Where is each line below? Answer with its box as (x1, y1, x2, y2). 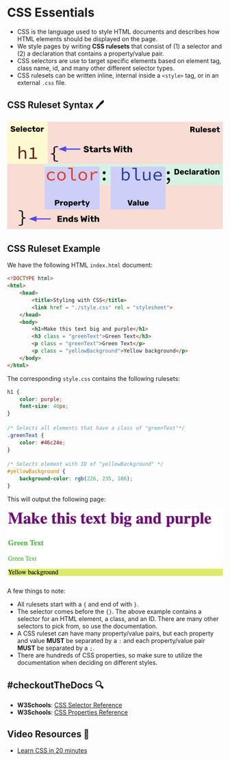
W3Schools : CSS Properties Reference (16, 708, 128, 716)
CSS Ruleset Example (7, 242, 101, 255)
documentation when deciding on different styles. (16, 659, 158, 667)
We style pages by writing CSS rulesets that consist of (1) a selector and (16, 42, 222, 50)
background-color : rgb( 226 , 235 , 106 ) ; (19, 476, 133, 482)
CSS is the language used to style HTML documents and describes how (16, 27, 220, 36)
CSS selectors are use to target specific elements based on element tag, (16, 56, 222, 65)
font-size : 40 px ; (19, 403, 69, 410)
